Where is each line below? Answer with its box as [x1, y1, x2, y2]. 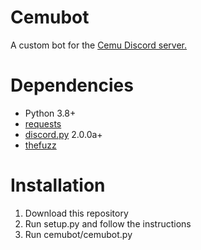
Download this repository [24, 207, 129, 219]
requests [24, 117, 62, 130]
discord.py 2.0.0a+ [24, 128, 103, 140]
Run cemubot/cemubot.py [24, 228, 133, 240]
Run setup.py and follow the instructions [24, 217, 192, 230]
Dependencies [10, 74, 134, 97]
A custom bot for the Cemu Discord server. [10, 39, 188, 51]
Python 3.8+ [24, 107, 77, 119]
